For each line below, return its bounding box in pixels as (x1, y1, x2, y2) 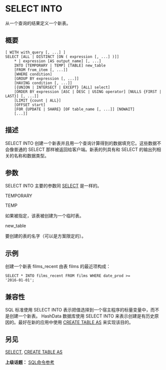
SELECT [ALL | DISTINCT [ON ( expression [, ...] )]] (5, 54, 120, 59)
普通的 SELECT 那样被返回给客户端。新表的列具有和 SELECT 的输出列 (13, 146, 157, 152)
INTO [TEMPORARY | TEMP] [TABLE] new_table (14, 63, 106, 68)
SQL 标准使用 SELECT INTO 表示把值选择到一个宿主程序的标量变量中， (5, 307, 151, 312)
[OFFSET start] (14, 102, 46, 107)
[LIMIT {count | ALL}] (14, 98, 61, 103)
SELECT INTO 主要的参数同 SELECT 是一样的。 (5, 183, 102, 189)
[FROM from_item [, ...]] (14, 67, 68, 72)
